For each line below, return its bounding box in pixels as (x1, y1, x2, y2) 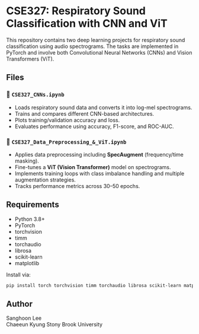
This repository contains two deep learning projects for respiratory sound (6, 36, 185, 43)
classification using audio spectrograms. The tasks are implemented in (6, 43, 179, 50)
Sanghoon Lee (6, 314, 42, 322)
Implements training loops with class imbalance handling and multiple (14, 170, 185, 177)
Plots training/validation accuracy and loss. (14, 116, 120, 123)
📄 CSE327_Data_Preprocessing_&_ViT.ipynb (6, 138, 127, 146)
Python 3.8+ (14, 215, 46, 222)
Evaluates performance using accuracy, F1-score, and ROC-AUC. (14, 123, 174, 130)
